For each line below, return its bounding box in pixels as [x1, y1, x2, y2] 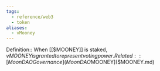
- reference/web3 [11, 14, 54, 20]
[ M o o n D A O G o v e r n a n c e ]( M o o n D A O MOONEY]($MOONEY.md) [6, 59, 155, 66]
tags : [6, 8, 19, 15]
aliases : [6, 24, 28, 31]
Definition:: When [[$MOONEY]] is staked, [6, 46, 108, 53]
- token [11, 19, 30, 25]
